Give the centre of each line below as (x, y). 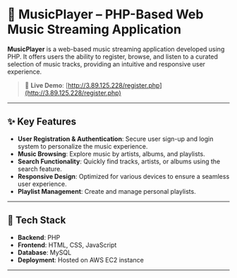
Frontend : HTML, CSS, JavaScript (67, 245)
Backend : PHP (39, 237)
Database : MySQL (44, 252)
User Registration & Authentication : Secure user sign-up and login (115, 139)
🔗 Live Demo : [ (46, 85)
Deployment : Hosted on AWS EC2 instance (81, 260)
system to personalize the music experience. (83, 146)
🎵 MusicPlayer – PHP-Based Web (105, 15)
